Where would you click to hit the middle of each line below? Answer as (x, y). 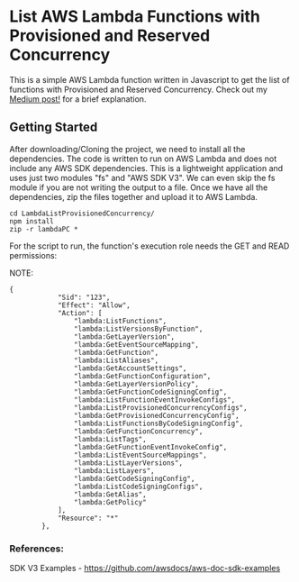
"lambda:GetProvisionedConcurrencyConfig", (157, 415)
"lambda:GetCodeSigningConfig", (134, 478)
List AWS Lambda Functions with (135, 17)
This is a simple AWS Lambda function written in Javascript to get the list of (149, 79)
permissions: (33, 255)
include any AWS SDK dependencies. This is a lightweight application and (146, 168)
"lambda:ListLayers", (114, 470)
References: (37, 549)
